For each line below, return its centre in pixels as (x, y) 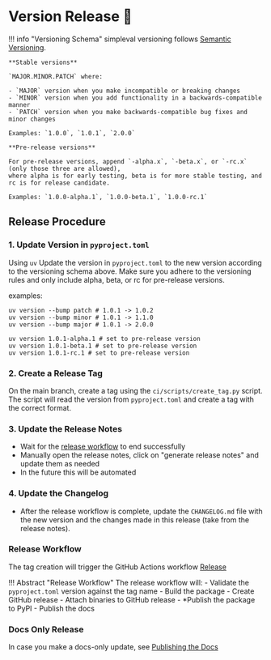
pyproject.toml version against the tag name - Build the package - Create (131, 591)
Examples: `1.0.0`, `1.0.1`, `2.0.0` (72, 133)
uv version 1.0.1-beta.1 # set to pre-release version (103, 346)
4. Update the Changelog (59, 493)
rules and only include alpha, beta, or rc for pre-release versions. (116, 279)
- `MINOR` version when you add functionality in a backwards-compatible (135, 98)
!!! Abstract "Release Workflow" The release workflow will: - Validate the (129, 582)
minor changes (32, 119)
